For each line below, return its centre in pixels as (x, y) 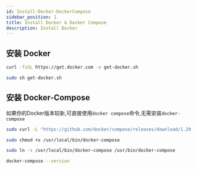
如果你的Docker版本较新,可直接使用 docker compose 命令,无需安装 (84, 113)
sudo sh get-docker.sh (34, 78)
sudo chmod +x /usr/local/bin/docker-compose (63, 140)
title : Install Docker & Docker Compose (57, 22)
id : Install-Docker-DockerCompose (49, 11)
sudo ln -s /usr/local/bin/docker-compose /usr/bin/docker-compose (91, 151)
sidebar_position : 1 (32, 17)
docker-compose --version (38, 161)
